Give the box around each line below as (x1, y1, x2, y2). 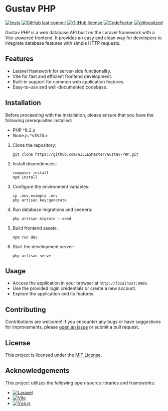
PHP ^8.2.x (12, 127, 36, 133)
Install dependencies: (12, 160, 57, 166)
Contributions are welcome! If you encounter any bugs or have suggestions (5, 319, 161, 325)
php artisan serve (12, 253, 51, 258)
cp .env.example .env (12, 193, 58, 198)
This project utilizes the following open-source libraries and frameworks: (5, 380, 155, 386)
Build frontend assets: (12, 225, 58, 231)
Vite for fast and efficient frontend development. (12, 73, 113, 79)
